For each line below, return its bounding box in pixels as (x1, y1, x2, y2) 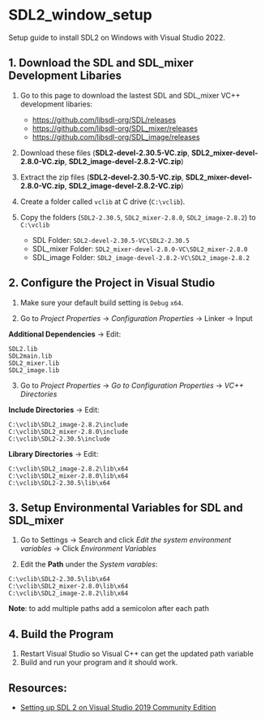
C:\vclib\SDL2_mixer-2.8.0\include (8, 427, 129, 436)
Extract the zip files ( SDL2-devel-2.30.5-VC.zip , (19, 172, 184, 182)
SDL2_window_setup (8, 6, 152, 24)
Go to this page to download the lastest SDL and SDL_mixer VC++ (19, 90, 241, 100)
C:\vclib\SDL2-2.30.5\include (8, 435, 111, 443)
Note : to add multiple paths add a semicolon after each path (8, 604, 209, 614)
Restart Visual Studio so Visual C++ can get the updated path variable (19, 648, 254, 659)
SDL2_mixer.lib (8, 359, 60, 367)
